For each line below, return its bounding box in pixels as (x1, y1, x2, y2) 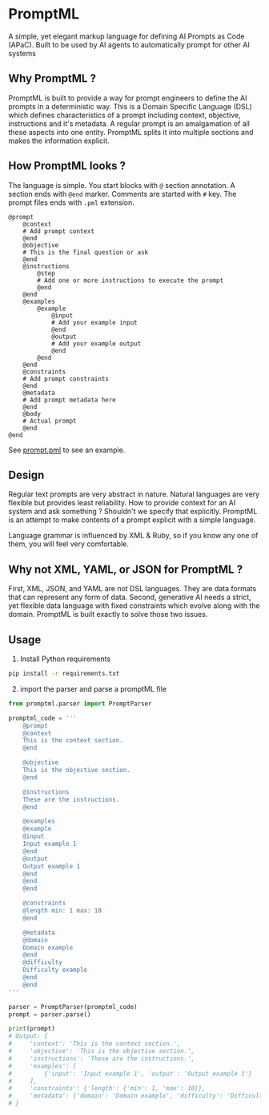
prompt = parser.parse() (8, 1010, 91, 1019)
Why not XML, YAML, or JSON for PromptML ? (8, 562, 243, 576)
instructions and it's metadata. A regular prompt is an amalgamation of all (8, 118, 251, 129)
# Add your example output (50, 339, 142, 348)
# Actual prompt (22, 417, 78, 425)
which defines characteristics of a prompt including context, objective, (8, 110, 242, 120)
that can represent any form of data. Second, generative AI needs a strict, (8, 592, 252, 602)
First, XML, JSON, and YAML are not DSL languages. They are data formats (8, 584, 257, 594)
